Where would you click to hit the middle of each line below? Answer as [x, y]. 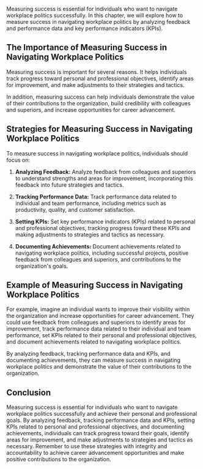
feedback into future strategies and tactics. [69, 185]
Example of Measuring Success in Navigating [95, 285]
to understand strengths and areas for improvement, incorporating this [104, 178]
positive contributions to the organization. [59, 459]
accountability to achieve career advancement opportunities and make [95, 453]
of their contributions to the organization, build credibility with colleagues [98, 103]
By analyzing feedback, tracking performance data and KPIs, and [88, 354]
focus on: [18, 160]
